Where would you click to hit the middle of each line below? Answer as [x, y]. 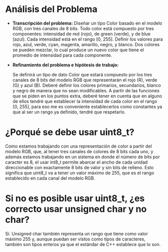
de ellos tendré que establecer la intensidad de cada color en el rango [85, 101]
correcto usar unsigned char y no [76, 209]
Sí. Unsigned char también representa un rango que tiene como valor [77, 233]
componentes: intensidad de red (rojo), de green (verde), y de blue [81, 34]
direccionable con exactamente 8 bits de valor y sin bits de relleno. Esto [79, 167]
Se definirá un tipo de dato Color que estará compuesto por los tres [82, 74]
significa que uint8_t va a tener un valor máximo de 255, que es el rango [80, 173]
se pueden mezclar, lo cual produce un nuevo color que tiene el [78, 50]
